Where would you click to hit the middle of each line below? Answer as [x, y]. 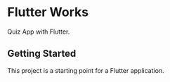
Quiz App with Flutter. [39, 32]
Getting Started [42, 54]
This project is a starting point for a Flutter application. [86, 70]
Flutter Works [48, 12]
